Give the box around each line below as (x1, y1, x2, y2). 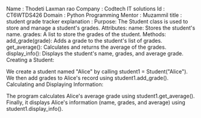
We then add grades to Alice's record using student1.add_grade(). (6, 75, 169, 81)
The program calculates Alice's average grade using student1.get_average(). (6, 93, 195, 99)
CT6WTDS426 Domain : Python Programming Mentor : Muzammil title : (6, 11, 182, 19)
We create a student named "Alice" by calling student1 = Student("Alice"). (6, 68, 188, 75)
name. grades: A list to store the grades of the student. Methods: (6, 31, 166, 38)
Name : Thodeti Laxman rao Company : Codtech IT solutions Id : (6, 5, 165, 12)
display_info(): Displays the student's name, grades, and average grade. (6, 50, 184, 57)
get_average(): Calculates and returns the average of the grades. (6, 43, 167, 51)
